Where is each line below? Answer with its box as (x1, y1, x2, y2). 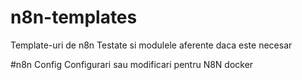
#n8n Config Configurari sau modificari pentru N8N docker (10, 58, 254, 70)
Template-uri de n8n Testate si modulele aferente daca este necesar (10, 39, 293, 51)
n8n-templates (10, 6, 138, 29)
